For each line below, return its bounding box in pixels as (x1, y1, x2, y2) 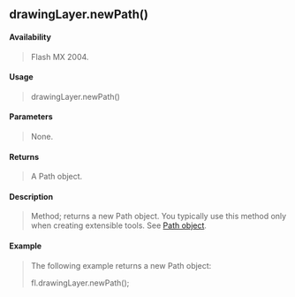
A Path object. (30, 171, 83, 182)
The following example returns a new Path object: (30, 260, 212, 270)
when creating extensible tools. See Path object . (30, 220, 208, 231)
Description (9, 191, 54, 202)
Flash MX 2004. (30, 51, 89, 62)
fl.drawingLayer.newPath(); (30, 278, 130, 288)
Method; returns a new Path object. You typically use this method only (30, 211, 287, 222)
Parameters (9, 111, 53, 122)
